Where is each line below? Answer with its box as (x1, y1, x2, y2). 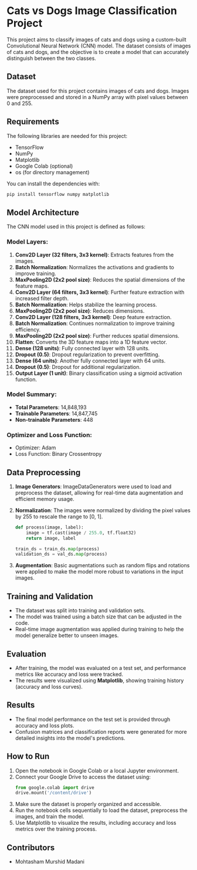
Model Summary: (6, 390, 57, 398)
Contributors (6, 842, 55, 852)
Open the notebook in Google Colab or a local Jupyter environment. (15, 767, 179, 774)
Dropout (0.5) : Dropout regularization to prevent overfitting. (15, 351, 160, 358)
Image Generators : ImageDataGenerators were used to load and (15, 483, 172, 490)
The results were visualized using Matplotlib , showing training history (15, 676, 184, 684)
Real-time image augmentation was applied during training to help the (15, 626, 184, 633)
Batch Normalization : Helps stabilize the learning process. (15, 301, 157, 308)
